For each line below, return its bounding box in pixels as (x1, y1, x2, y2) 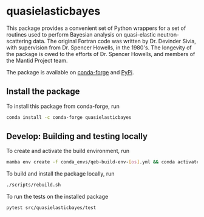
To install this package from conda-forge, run (6, 102, 120, 110)
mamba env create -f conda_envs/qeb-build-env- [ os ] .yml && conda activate (6, 159, 200, 165)
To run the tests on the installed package (6, 193, 109, 201)
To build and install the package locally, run (6, 170, 115, 177)
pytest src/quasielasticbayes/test (6, 205, 97, 211)
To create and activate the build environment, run (6, 148, 130, 155)
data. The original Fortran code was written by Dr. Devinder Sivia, (33, 37, 196, 44)
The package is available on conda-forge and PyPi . (6, 68, 134, 76)
